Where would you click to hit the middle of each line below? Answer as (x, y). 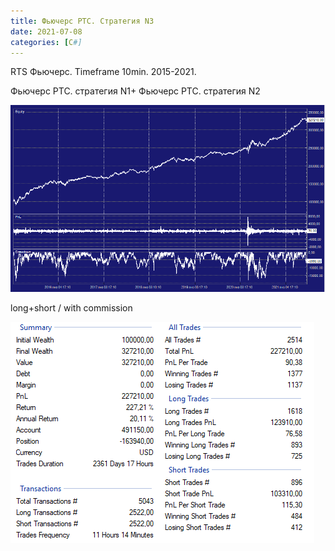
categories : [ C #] (46, 42)
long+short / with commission (71, 307)
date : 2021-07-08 (46, 31)
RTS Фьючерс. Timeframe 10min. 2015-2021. (103, 72)
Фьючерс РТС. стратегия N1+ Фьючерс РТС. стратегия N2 (135, 91)
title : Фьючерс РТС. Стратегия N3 (82, 21)
